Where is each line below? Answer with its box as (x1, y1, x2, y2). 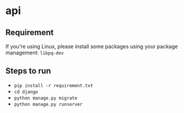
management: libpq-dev (5, 49, 64, 56)
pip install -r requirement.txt (13, 83, 93, 88)
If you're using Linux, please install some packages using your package (5, 43, 178, 50)
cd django (13, 89, 39, 95)
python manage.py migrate (13, 95, 77, 101)
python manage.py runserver (13, 101, 83, 107)
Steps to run (5, 66, 51, 76)
